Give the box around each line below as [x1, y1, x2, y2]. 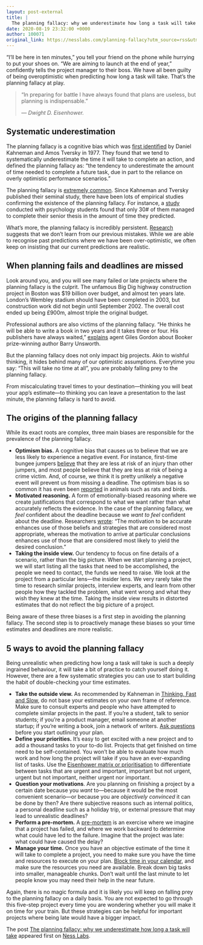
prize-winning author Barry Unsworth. [6, 340, 101, 347]
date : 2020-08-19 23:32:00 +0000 [6, 25, 91, 32]
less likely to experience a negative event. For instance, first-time [14, 453, 178, 461]
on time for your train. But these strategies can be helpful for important [6, 908, 182, 915]
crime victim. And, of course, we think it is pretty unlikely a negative [14, 473, 184, 480]
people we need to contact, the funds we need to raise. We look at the [14, 569, 190, 576]
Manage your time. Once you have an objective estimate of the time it [14, 845, 190, 852]
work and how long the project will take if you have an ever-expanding [14, 755, 190, 762]
